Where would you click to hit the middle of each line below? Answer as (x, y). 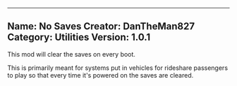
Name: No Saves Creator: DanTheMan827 (101, 26)
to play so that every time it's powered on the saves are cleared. (101, 75)
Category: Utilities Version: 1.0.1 (79, 37)
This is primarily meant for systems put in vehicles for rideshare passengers (117, 68)
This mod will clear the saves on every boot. (72, 54)
